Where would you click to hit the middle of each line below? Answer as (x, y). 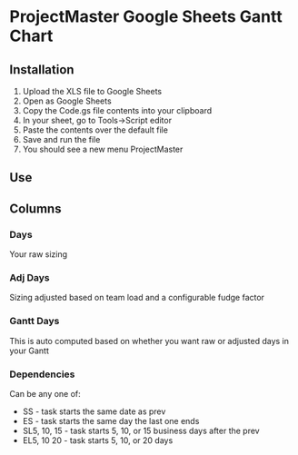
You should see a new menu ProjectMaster (103, 149)
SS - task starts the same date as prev (94, 411)
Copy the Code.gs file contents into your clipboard (117, 110)
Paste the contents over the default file (95, 130)
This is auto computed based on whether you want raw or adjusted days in (149, 341)
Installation (42, 69)
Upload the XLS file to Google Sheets (92, 91)
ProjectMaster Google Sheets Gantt (146, 17)
